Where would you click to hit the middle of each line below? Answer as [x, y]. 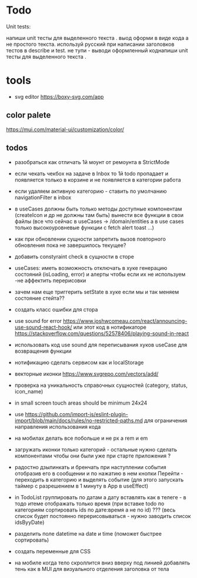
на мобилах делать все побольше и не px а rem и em [81, 438]
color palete [29, 115]
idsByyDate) [29, 522]
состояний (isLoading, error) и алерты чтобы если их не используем [100, 274]
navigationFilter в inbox [43, 197]
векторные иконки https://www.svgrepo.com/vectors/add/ [86, 373]
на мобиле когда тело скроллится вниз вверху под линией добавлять [102, 563]
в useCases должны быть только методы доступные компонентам [98, 209]
